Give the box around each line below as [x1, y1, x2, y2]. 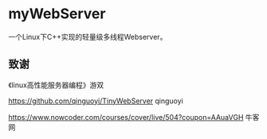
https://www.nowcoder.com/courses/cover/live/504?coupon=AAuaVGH [8, 112, 244, 122]
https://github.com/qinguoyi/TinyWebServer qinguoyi [8, 96, 183, 106]
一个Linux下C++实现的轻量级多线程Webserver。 [8, 32, 167, 41]
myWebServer [8, 5, 106, 23]
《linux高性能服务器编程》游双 [8, 80, 104, 90]
